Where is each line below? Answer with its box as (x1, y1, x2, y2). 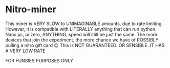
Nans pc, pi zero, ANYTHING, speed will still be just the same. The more (5, 31, 158, 37)
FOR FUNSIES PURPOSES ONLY (5, 57, 73, 63)
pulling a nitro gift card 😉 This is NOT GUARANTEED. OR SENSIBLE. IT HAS (5, 42, 165, 48)
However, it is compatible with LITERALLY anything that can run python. (5, 26, 157, 32)
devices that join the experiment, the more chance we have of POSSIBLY (5, 37, 159, 43)
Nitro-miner (5, 4, 56, 15)
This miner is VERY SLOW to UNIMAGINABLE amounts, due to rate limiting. (5, 20, 163, 27)
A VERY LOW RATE (5, 48, 46, 54)
